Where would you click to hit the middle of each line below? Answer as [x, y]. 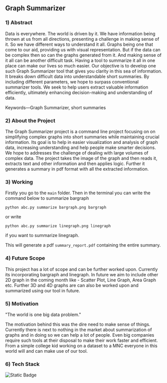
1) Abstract [19, 23]
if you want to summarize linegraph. [42, 236]
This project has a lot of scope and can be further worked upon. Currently [81, 269]
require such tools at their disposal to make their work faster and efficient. [81, 340]
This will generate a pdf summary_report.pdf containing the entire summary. [83, 245]
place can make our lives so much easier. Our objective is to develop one [81, 65]
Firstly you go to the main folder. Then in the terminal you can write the [78, 193]
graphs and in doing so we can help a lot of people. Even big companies [80, 335]
